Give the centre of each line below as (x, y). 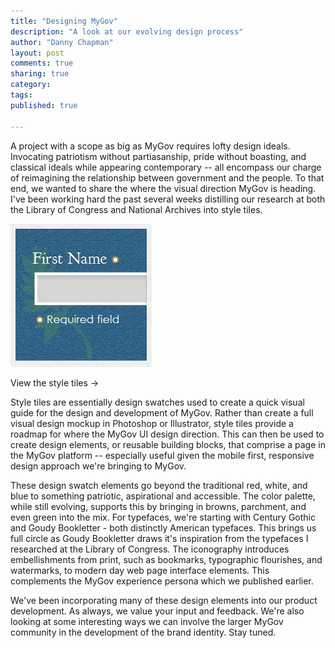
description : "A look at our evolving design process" (127, 31)
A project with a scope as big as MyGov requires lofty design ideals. (150, 146)
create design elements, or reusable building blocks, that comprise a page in (168, 444)
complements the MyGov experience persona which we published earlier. (162, 581)
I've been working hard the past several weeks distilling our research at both (168, 199)
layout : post (37, 53)
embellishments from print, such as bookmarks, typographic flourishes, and (166, 559)
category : (31, 85)
